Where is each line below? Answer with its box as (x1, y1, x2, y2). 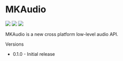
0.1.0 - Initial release (12, 51, 55, 57)
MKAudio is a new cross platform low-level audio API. (5, 31, 119, 37)
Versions (5, 41, 24, 47)
